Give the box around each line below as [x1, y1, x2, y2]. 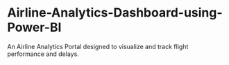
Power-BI [7, 19, 62, 35]
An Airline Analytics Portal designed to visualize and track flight [7, 42, 189, 50]
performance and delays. [7, 50, 80, 58]
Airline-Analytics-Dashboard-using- [7, 5, 223, 21]
